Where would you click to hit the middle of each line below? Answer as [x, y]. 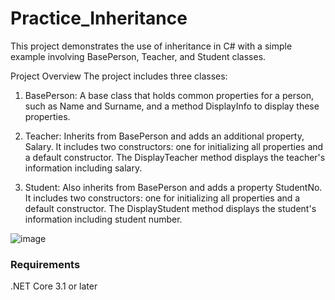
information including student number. [103, 219]
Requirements [45, 264]
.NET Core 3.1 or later [54, 286]
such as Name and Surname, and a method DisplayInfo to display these [172, 106]
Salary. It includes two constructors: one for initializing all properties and [174, 146]
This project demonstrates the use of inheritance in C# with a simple [151, 46]
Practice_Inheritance [99, 18]
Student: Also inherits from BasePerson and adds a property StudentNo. [173, 187]
